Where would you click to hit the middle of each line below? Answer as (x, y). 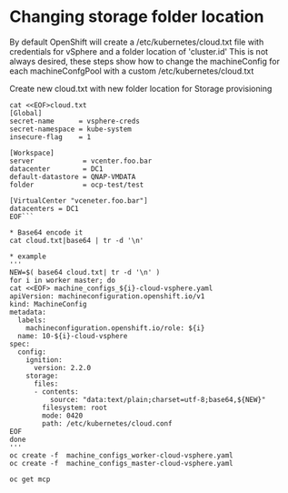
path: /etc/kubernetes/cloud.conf (107, 423)
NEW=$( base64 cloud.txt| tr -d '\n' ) (85, 272)
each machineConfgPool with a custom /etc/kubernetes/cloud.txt (132, 71)
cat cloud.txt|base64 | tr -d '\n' (77, 240)
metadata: (28, 312)
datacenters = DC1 (44, 208)
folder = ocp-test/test (77, 185)
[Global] (26, 113)
